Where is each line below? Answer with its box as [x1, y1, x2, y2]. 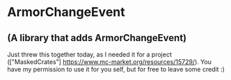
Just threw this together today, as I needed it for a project [7, 50, 172, 58]
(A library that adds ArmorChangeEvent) [7, 32, 187, 44]
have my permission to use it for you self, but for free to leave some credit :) [7, 65, 225, 73]
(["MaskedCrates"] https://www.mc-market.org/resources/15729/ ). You [7, 58, 212, 66]
